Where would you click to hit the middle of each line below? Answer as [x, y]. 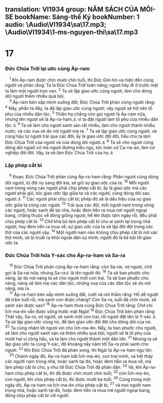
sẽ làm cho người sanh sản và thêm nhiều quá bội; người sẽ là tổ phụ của [78, 333]
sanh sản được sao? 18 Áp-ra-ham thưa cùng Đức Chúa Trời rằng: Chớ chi [79, 305]
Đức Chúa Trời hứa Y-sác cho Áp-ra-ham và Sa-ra [65, 256]
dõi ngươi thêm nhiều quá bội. [35, 96]
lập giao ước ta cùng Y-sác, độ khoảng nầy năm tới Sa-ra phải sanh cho [77, 344]
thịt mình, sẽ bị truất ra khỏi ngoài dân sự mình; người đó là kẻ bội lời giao [78, 238]
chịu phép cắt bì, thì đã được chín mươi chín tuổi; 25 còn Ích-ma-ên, [82, 373]
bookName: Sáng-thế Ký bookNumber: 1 [77, 17]
